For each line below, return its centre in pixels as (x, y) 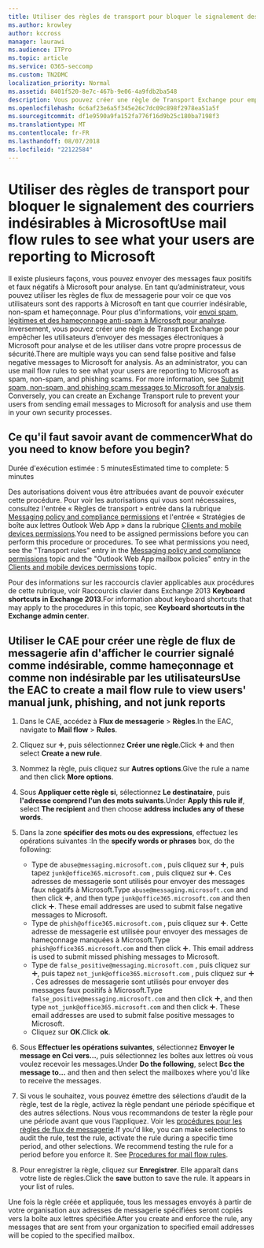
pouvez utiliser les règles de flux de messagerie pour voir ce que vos (120, 295)
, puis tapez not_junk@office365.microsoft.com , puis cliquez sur (142, 974)
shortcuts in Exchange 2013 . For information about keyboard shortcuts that (130, 600)
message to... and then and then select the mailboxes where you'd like (134, 1072)
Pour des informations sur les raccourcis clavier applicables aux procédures (131, 582)
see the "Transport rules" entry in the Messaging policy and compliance (125, 551)
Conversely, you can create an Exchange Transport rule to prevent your (124, 396)
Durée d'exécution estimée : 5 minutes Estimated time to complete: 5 (119, 468)
